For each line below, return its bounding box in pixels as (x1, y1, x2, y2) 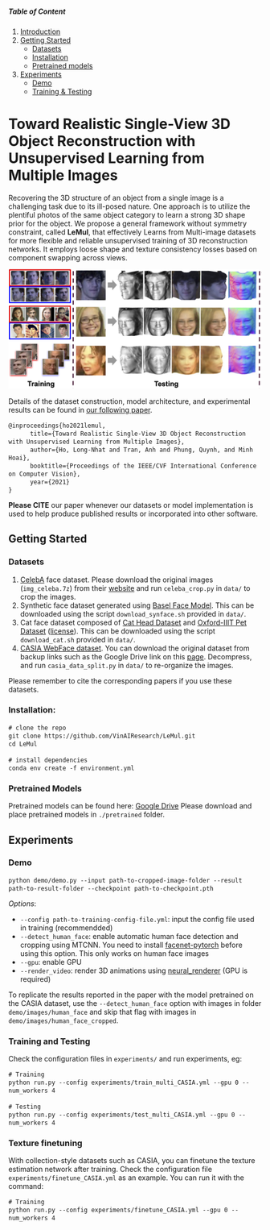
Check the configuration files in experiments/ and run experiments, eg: (8, 1054, 243, 1064)
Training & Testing (31, 86, 92, 96)
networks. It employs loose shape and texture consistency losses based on (8, 244, 257, 254)
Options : (8, 899, 37, 908)
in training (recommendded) (19, 923, 113, 933)
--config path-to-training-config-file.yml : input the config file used (19, 914, 255, 924)
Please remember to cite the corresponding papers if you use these (8, 675, 232, 685)
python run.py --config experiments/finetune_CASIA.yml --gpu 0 (8, 1206, 228, 1215)
